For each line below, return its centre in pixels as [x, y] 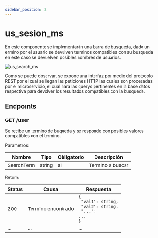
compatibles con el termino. [33, 136]
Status [15, 189]
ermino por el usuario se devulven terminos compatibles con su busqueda [79, 52]
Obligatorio [71, 157]
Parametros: [17, 145]
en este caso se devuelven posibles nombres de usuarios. [63, 57]
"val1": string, [100, 202]
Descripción [109, 157]
